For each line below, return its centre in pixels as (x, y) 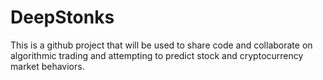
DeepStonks (62, 17)
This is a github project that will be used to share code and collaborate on (161, 45)
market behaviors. (47, 66)
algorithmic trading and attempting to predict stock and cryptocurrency (157, 55)
